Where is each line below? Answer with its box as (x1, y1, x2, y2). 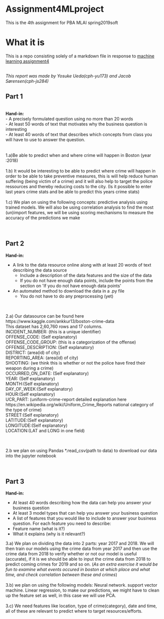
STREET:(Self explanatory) (5, 412, 59, 418)
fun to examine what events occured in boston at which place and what (5, 567, 150, 572)
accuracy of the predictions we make (5, 215, 80, 221)
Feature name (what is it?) (12, 526, 65, 532)
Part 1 (5, 92, 23, 101)
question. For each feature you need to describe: (12, 520, 111, 526)
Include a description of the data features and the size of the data (20, 272, 152, 278)
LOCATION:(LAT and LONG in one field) (5, 427, 85, 433)
